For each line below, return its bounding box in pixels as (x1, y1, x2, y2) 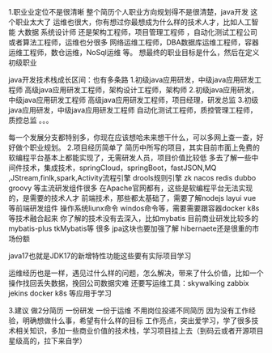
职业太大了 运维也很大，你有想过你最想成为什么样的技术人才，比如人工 (15, 17, 252, 27)
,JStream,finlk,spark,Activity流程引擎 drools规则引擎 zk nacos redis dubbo (8, 173, 257, 182)
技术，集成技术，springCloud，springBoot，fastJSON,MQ (22, 163, 217, 172)
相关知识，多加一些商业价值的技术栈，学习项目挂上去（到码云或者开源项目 (15, 326, 264, 335)
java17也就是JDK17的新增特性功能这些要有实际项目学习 (8, 251, 192, 261)
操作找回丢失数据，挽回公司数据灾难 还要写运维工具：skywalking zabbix (8, 279, 249, 287)
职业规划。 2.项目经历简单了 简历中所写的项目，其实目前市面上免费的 (29, 142, 261, 152)
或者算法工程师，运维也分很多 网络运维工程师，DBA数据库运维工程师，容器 (8, 37, 259, 47)
